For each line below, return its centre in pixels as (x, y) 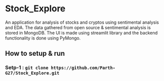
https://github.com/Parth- (83, 68)
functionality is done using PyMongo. (43, 38)
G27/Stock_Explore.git (32, 73)
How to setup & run (35, 54)
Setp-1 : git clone (27, 68)
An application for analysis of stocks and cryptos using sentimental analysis (82, 22)
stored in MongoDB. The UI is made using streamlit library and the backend (82, 33)
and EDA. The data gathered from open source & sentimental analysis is (78, 27)
